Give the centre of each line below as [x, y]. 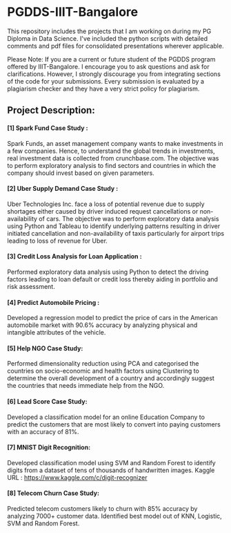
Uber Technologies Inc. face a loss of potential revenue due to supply [106, 204]
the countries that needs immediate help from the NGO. [86, 386]
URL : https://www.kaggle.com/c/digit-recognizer [77, 477]
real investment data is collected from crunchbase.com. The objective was [113, 158]
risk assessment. [31, 286]
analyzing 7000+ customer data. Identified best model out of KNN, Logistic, [114, 516]
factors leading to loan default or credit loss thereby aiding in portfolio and [113, 279]
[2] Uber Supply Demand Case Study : [63, 189]
